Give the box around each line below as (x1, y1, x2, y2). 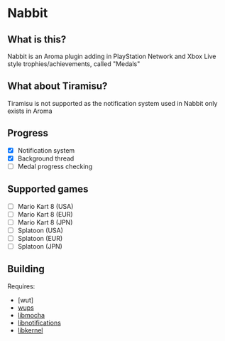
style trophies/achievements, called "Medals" (7, 60, 141, 68)
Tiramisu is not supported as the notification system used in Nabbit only (7, 99, 218, 107)
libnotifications (17, 318, 62, 327)
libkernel (17, 325, 43, 335)
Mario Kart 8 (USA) (17, 202, 74, 210)
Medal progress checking (17, 162, 93, 170)
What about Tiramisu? (7, 80, 108, 92)
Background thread (17, 154, 75, 163)
